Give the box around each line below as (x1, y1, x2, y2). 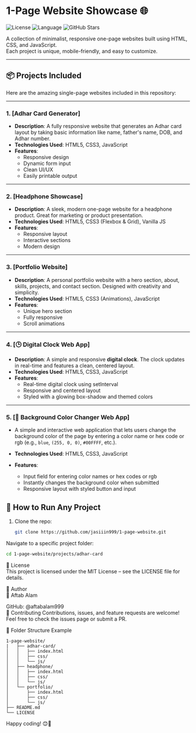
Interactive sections (23, 237, 71, 244)
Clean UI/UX (23, 166, 54, 173)
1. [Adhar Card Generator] (6, 109, 80, 118)
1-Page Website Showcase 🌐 (6, 4, 149, 18)
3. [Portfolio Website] (6, 263, 68, 271)
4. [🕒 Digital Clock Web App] (6, 340, 90, 349)
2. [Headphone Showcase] (6, 192, 83, 200)
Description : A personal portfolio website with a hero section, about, (14, 276, 180, 283)
